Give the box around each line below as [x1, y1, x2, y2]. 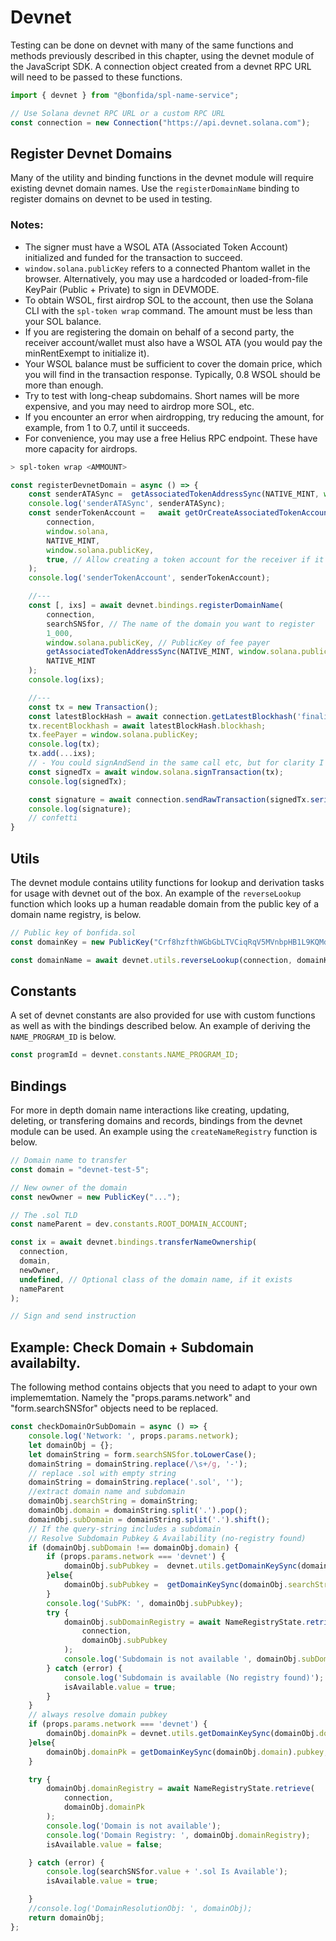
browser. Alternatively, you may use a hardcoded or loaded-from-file [24, 272, 309, 285]
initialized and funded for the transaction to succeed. [24, 251, 243, 263]
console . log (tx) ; [28, 739, 101, 750]
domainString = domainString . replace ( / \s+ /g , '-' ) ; [28, 1459, 248, 1469]
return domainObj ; [28, 1912, 105, 1923]
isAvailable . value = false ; [46, 1839, 163, 1850]
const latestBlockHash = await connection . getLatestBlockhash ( [28, 711, 298, 721]
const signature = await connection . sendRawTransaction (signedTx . [28, 794, 311, 805]
